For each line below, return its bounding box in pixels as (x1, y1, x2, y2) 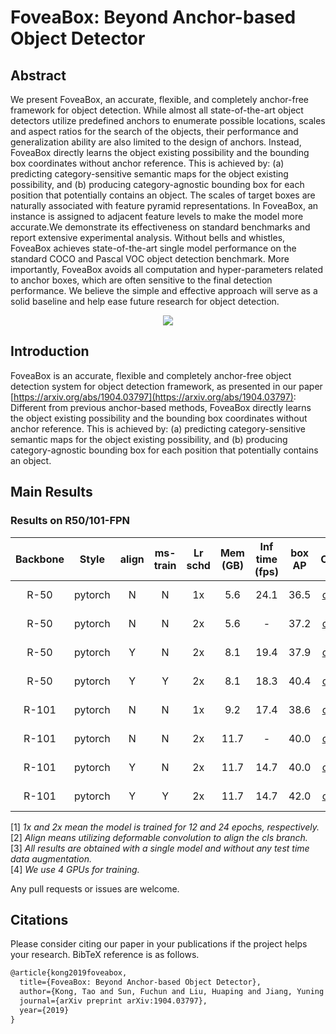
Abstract (10, 67, 67, 84)
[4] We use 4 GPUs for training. (10, 863, 140, 875)
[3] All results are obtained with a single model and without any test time (10, 842, 310, 854)
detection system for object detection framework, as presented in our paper (10, 380, 323, 392)
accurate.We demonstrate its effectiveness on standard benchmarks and (10, 221, 311, 233)
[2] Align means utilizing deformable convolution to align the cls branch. (10, 831, 308, 843)
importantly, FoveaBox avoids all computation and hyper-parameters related (10, 264, 324, 275)
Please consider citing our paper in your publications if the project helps (10, 938, 308, 950)
